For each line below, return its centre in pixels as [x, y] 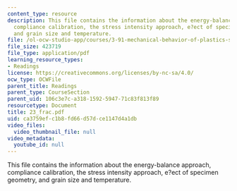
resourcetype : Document [42, 106]
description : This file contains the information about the [98, 20]
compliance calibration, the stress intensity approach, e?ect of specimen [113, 173]
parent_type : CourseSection [49, 92]
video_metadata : [31, 138]
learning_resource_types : [45, 60]
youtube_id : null [39, 145]
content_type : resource [42, 14]
